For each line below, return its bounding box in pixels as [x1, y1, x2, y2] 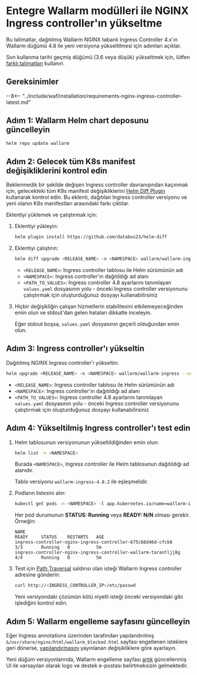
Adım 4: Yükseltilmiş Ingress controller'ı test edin [6, 423, 191, 433]
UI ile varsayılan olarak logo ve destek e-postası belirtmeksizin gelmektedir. [6, 662, 189, 669]
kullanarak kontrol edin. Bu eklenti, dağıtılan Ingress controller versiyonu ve [6, 194, 188, 201]
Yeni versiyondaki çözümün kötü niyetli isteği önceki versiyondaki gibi [14, 593, 184, 601]
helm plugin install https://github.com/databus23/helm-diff [14, 234, 168, 240]
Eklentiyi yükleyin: [14, 223, 59, 230]
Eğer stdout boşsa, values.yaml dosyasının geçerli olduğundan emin [14, 321, 180, 327]
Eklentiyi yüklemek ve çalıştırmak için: [6, 211, 98, 218]
